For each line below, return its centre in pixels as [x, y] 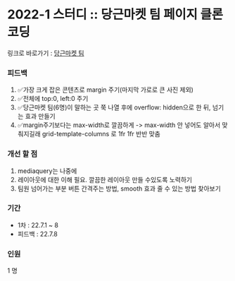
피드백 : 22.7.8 [37, 234]
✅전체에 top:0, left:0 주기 [53, 99]
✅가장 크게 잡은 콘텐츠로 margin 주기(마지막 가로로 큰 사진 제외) [105, 90]
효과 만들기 [40, 116]
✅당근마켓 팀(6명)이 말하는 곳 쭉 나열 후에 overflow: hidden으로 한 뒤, [114, 107]
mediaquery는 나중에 [47, 171]
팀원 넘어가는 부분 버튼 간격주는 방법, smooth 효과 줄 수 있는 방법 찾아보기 [119, 189]
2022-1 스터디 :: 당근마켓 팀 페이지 [103, 14]
